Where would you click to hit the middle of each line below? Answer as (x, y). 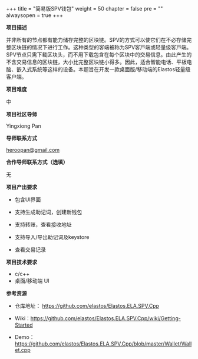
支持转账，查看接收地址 (43, 225)
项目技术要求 (22, 262)
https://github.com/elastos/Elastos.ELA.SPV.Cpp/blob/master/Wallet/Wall (103, 344)
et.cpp (22, 350)
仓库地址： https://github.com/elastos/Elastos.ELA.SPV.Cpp (87, 306)
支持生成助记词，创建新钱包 (48, 212)
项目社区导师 (22, 114)
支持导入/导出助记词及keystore (52, 237)
